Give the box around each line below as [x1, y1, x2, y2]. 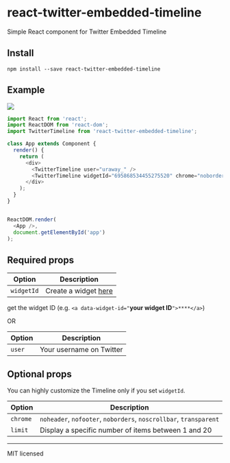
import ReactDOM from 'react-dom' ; [7, 121, 109, 128]
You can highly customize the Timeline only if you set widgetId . [7, 386, 186, 395]
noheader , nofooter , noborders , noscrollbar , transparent [40, 414, 220, 424]
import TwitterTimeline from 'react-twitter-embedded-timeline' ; [7, 128, 197, 135]
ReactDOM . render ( [7, 216, 57, 223]
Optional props [7, 368, 72, 380]
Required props [7, 254, 74, 265]
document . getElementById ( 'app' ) [13, 228, 106, 236]
